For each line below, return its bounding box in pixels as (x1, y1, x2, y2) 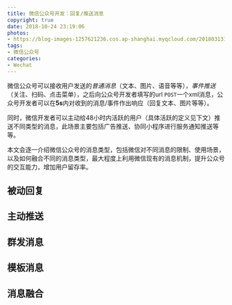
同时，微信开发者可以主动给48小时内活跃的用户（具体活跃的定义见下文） (7, 113, 215, 122)
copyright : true (7, 17, 54, 24)
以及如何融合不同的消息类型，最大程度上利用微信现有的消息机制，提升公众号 (7, 154, 225, 163)
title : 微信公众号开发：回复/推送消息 (7, 10, 104, 17)
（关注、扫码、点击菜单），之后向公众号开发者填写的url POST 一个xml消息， (7, 90, 217, 98)
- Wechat (7, 62, 32, 68)
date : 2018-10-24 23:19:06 (7, 23, 85, 30)
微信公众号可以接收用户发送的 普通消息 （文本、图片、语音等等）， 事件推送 (7, 81, 216, 90)
